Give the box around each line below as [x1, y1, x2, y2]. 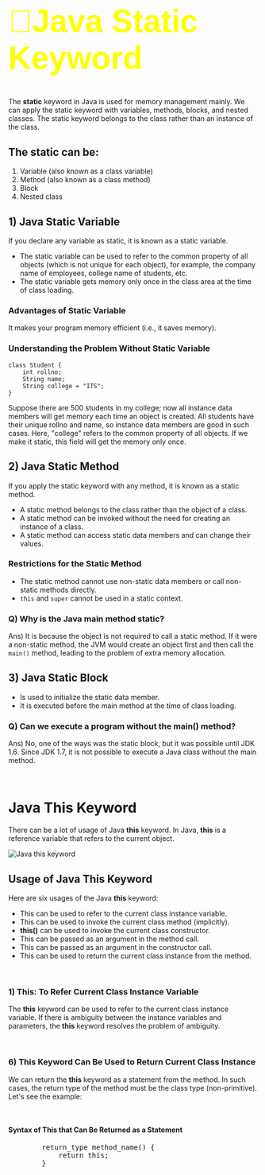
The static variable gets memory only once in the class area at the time [19, 277, 252, 286]
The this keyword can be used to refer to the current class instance [8, 1004, 229, 1014]
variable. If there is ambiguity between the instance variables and [8, 1013, 222, 1022]
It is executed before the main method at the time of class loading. [19, 701, 236, 710]
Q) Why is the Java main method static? [8, 613, 165, 624]
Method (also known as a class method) [19, 175, 151, 185]
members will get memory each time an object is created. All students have [8, 411, 255, 421]
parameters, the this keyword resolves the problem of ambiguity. [8, 1021, 221, 1031]
